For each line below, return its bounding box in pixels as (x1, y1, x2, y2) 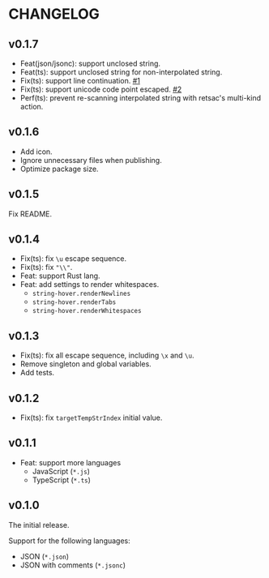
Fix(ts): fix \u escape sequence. (19, 254, 127, 263)
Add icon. (19, 147, 53, 156)
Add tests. (19, 368, 55, 378)
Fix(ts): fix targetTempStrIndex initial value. (19, 413, 163, 422)
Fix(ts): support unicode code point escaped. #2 (19, 84, 182, 94)
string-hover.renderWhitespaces (32, 307, 142, 315)
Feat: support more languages (19, 457, 122, 467)
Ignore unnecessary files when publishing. (19, 155, 162, 165)
